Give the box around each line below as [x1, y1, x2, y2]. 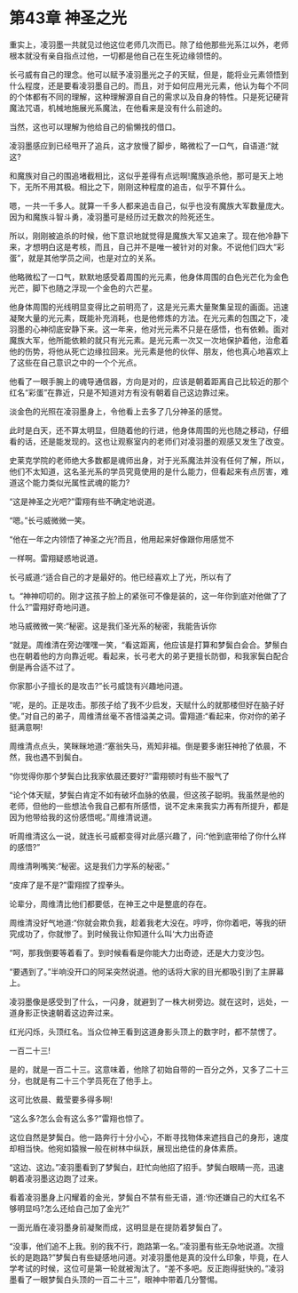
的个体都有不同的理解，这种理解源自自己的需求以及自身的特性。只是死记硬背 [9, 91, 289, 102]
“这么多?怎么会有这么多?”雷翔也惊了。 [9, 1112, 149, 1123]
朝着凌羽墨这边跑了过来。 [9, 1173, 103, 1184]
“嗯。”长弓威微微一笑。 [9, 515, 90, 526]
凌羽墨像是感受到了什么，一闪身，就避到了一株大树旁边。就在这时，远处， [9, 996, 281, 1007]
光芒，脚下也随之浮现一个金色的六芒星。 [9, 282, 157, 293]
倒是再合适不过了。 [9, 662, 80, 672]
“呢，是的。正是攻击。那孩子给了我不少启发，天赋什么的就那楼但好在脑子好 [9, 699, 286, 710]
